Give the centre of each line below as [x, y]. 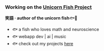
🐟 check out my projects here [43, 44]
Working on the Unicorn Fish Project [48, 7]
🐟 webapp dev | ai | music [39, 37]
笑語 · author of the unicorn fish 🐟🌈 [41, 18]
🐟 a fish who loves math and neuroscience [55, 30]
